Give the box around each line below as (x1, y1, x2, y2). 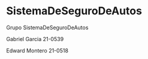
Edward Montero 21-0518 (6, 46, 69, 54)
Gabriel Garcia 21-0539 (6, 35, 64, 42)
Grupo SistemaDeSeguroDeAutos (6, 24, 89, 31)
